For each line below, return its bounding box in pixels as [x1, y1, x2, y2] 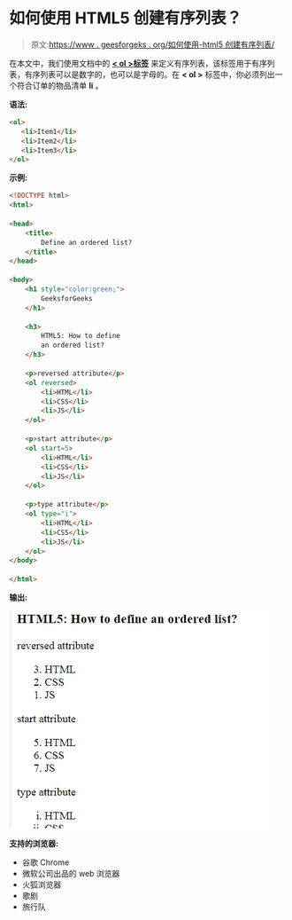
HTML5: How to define [41, 332, 121, 341]
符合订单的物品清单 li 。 [16, 80, 104, 90]
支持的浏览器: [9, 838, 59, 849]
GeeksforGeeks [41, 294, 93, 303]
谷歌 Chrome [21, 857, 70, 868]
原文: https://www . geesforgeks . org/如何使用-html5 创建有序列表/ [30, 39, 275, 50]
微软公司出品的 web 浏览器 [21, 869, 120, 879]
